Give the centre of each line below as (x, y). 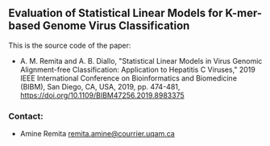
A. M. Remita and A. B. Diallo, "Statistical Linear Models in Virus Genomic (141, 60)
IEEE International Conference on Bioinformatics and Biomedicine (129, 78)
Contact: (26, 116)
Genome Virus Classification (116, 26)
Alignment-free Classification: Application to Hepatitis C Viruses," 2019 (137, 69)
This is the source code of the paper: (70, 45)
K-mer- (244, 13)
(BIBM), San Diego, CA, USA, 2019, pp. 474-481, (100, 86)
